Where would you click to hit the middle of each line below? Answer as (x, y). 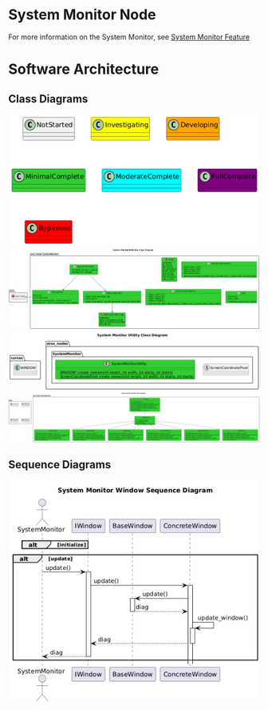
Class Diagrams (48, 99)
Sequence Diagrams (60, 465)
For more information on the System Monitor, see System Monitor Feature (129, 37)
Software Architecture (84, 69)
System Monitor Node (83, 15)
